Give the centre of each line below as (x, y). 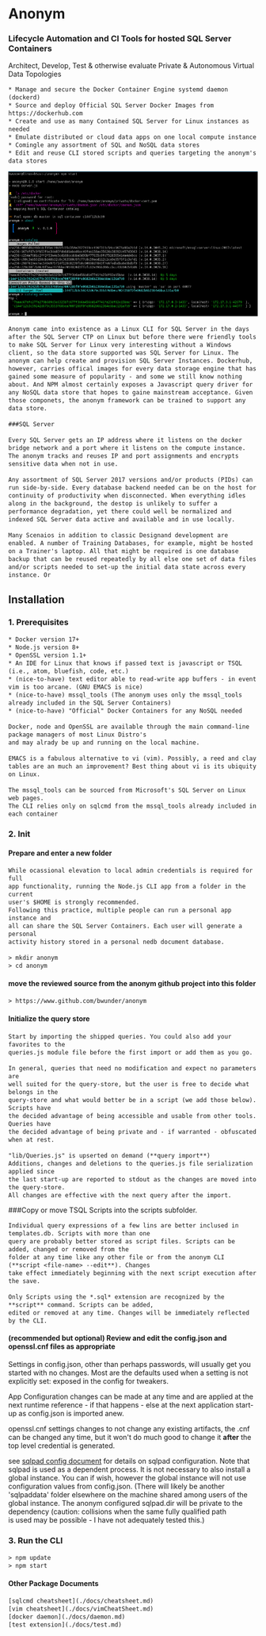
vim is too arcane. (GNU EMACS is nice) (76, 687)
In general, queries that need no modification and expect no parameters (133, 1068)
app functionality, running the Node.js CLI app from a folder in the (127, 887)
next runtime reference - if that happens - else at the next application (121, 1404)
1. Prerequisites (38, 622)
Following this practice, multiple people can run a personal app (120, 910)
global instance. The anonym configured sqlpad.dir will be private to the (125, 1503)
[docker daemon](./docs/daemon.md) (67, 1617)
